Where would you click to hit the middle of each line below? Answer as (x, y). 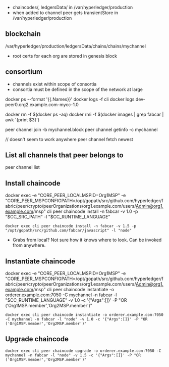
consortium (24, 72)
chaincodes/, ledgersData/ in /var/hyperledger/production (73, 7)
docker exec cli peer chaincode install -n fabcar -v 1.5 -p (71, 226)
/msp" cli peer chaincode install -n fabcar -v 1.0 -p (86, 211)
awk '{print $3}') (22, 120)
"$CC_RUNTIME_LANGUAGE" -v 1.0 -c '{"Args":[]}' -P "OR (66, 300)
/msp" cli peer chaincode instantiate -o (74, 290)
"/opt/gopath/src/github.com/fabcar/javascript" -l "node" (69, 231)
